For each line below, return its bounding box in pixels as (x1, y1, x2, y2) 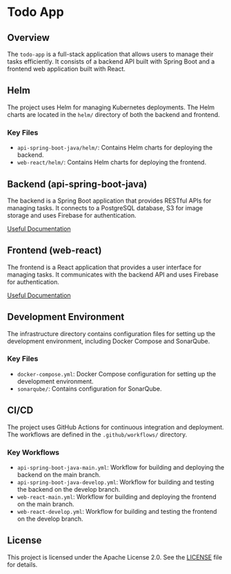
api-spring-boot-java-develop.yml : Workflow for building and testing (17, 478, 214, 486)
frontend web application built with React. (7, 65, 126, 73)
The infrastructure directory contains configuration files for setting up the (7, 329, 216, 337)
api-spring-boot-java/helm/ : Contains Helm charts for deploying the (17, 143, 213, 152)
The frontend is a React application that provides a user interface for (7, 263, 202, 271)
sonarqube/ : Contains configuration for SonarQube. (17, 385, 162, 393)
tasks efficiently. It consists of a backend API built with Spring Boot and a (7, 57, 215, 66)
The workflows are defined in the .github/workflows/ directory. (7, 430, 188, 438)
